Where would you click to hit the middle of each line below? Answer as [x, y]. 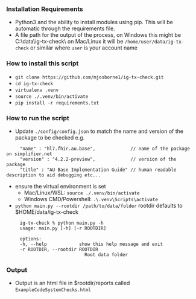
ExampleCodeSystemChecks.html [53, 290]
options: [31, 239]
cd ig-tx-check [34, 83]
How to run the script [38, 118]
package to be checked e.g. [50, 137]
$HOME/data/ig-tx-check [46, 212]
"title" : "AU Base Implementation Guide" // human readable [98, 170]
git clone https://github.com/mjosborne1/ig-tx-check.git [89, 77]
